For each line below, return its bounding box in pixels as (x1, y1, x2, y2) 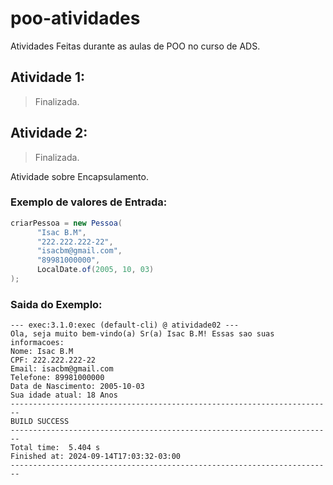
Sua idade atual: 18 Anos (10, 390, 118, 401)
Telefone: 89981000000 (10, 373, 105, 383)
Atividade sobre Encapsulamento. (10, 170, 149, 182)
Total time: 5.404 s (10, 443, 101, 453)
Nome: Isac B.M (10, 347, 74, 357)
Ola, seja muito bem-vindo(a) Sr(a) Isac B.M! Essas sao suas (10, 329, 275, 339)
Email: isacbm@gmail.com (10, 364, 114, 374)
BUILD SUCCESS (10, 417, 70, 427)
